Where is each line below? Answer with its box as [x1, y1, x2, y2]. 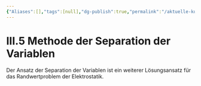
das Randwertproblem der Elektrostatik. [6, 72, 104, 80]
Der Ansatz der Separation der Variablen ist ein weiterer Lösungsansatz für [6, 66, 191, 74]
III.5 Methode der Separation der [6, 34, 171, 47]
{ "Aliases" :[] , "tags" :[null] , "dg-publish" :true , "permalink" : [6, 8, 162, 15]
